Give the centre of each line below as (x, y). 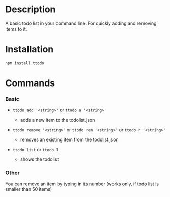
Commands (30, 83)
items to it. (16, 29)
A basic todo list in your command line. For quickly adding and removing (81, 23)
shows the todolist (39, 159)
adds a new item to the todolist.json (58, 120)
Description (31, 9)
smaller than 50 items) (29, 189)
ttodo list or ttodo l (36, 150)
